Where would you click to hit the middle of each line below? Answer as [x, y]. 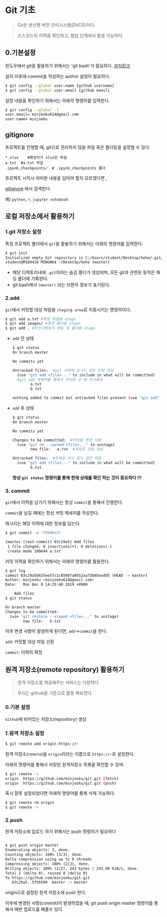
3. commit [17, 491]
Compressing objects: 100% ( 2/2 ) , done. [48, 864]
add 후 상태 [23, 408]
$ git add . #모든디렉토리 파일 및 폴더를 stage [50, 328]
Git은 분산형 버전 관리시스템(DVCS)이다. [56, 25]
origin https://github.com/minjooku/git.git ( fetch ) [62, 779]
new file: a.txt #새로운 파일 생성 [67, 449]
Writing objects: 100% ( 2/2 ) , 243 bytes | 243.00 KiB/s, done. [72, 868]
